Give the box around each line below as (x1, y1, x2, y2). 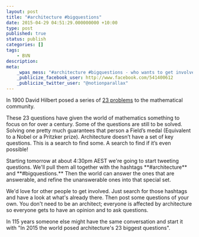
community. (6, 103, 35, 110)
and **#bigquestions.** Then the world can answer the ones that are (6, 170, 175, 177)
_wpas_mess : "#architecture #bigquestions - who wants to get (17, 69, 174, 75)
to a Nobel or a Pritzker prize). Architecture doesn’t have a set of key (6, 133, 174, 140)
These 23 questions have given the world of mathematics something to (6, 114, 180, 121)
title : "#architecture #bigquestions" (6, 14, 102, 20)
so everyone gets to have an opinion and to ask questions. (6, 207, 149, 213)
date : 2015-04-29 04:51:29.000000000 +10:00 (6, 20, 118, 25)
